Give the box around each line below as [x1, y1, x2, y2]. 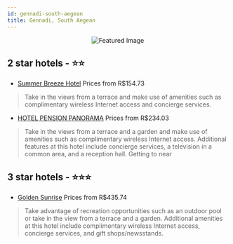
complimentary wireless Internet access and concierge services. [24, 100, 212, 109]
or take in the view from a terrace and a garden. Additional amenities [24, 215, 223, 223]
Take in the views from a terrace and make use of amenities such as [24, 93, 222, 102]
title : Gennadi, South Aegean [7, 17, 96, 24]
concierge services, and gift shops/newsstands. [24, 229, 164, 238]
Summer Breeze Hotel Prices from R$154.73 [17, 79, 145, 88]
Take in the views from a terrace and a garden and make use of [24, 128, 208, 136]
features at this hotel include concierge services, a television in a [24, 142, 213, 151]
